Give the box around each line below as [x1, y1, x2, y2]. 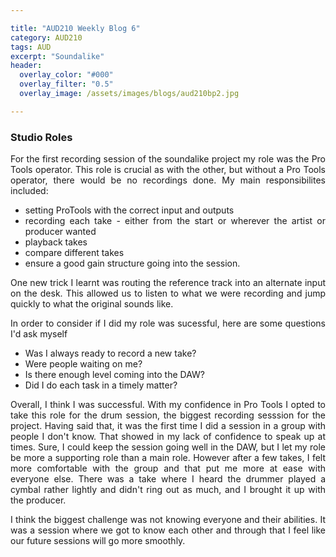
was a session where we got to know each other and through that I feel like [10, 524, 326, 536]
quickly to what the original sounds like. [10, 298, 174, 310]
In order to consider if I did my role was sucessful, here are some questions [10, 317, 326, 330]
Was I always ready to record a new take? [24, 347, 197, 360]
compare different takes [24, 247, 125, 259]
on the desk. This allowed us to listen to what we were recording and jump [10, 287, 326, 300]
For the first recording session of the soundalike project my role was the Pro [10, 153, 326, 165]
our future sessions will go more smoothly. [10, 535, 186, 547]
